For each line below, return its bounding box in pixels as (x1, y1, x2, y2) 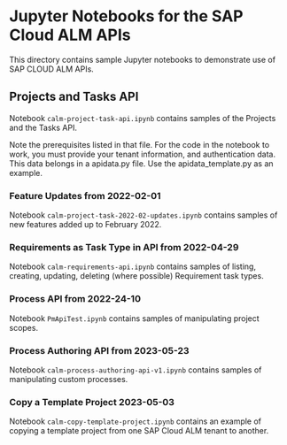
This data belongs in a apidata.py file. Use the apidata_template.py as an (9, 157, 274, 169)
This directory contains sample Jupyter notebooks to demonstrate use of (9, 54, 276, 65)
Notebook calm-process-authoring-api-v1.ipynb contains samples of (9, 364, 262, 375)
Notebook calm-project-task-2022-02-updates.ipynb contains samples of (9, 210, 278, 220)
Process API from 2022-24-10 (9, 293, 142, 305)
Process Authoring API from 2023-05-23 (9, 344, 190, 357)
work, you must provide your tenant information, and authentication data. (9, 149, 276, 159)
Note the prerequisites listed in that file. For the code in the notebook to (9, 139, 270, 150)
